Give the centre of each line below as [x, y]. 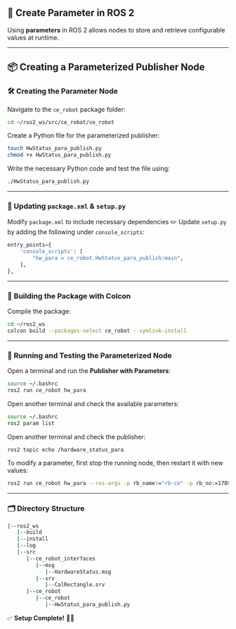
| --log [26, 546]
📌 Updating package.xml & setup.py [67, 206]
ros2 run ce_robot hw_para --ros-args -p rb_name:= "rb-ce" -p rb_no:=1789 [119, 484]
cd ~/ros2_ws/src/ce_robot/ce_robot [61, 122]
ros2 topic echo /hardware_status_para [66, 450]
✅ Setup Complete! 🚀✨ [41, 618]
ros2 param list [31, 423]
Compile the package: [39, 311]
